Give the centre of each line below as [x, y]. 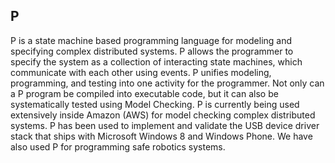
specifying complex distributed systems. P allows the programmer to [152, 51]
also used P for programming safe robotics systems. [118, 146]
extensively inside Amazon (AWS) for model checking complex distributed [163, 115]
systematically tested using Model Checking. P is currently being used [155, 104]
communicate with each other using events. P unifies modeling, [141, 72]
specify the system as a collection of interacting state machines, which [156, 61]
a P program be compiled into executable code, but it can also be [144, 93]
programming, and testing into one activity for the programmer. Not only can [167, 83]
